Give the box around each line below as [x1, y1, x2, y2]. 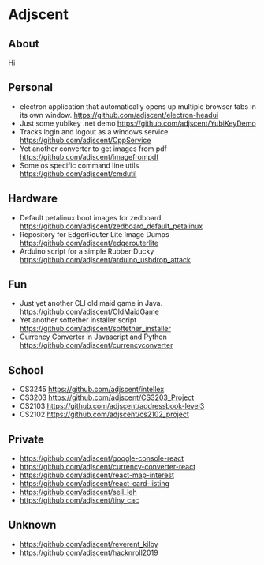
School [8, 363, 43, 377]
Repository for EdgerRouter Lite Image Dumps [19, 229, 169, 239]
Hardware [8, 192, 58, 205]
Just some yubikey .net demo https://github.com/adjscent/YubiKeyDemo [19, 119, 256, 128]
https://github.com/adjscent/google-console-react [19, 454, 184, 463]
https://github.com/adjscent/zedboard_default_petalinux [19, 221, 203, 231]
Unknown [8, 518, 57, 532]
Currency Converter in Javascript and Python [19, 332, 167, 341]
